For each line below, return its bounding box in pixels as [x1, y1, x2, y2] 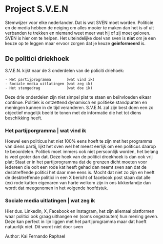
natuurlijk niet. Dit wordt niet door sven [5, 224, 83, 230]
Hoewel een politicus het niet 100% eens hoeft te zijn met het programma [5, 138, 153, 144]
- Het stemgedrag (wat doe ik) [5, 86, 93, 90]
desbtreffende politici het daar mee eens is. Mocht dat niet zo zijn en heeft [5, 170, 155, 176]
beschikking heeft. [5, 115, 42, 121]
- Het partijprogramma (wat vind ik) [5, 77, 95, 82]
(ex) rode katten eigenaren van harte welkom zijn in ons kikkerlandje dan [5, 180, 151, 186]
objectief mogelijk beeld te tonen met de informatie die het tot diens [5, 110, 142, 115]
